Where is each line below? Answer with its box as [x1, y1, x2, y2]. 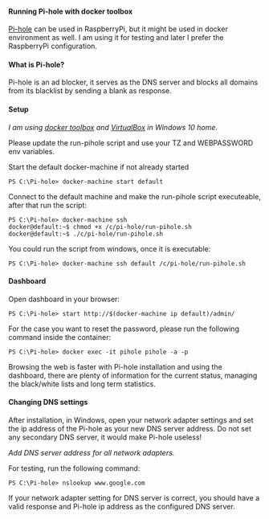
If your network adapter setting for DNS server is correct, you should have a [8, 493, 260, 503]
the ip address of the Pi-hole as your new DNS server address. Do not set [8, 424, 251, 434]
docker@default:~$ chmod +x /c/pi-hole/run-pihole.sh [8, 223, 193, 231]
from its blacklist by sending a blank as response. [8, 86, 172, 96]
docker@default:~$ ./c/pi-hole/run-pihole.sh [8, 230, 163, 238]
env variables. [8, 146, 55, 156]
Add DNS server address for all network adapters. [8, 448, 175, 458]
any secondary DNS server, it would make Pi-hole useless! [8, 432, 202, 442]
